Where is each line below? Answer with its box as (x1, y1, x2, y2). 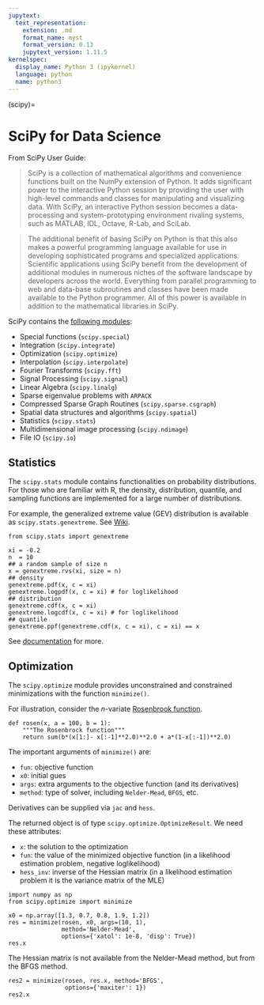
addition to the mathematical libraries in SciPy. (27, 301, 179, 311)
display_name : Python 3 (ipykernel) (15, 63, 136, 71)
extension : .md (22, 26, 73, 34)
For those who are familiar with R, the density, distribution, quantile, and (8, 485, 243, 495)
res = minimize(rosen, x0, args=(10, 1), (8, 919, 147, 927)
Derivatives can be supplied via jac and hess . (8, 803, 156, 813)
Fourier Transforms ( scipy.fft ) (19, 365, 122, 376)
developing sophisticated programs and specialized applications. (27, 251, 239, 261)
